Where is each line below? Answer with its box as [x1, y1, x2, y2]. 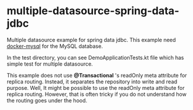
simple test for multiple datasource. [7, 60, 94, 67]
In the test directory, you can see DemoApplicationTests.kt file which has [7, 54, 184, 61]
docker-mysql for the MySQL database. [7, 43, 103, 50]
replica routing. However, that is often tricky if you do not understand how [7, 90, 187, 98]
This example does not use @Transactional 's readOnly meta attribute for [7, 72, 187, 79]
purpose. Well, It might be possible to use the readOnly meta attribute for [7, 84, 185, 91]
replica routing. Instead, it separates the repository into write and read [7, 78, 178, 85]
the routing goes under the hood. [7, 96, 88, 104]
